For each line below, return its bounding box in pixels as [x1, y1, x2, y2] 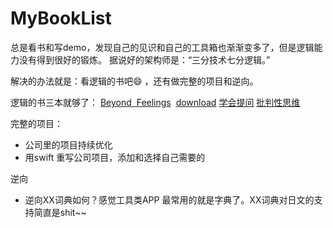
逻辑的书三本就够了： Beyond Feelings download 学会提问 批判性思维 [10, 96, 301, 108]
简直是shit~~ [33, 206, 87, 218]
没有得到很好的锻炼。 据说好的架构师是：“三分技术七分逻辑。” [18, 53, 271, 66]
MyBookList [10, 7, 112, 30]
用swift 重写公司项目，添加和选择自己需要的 [24, 151, 206, 163]
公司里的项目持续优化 [24, 138, 113, 151]
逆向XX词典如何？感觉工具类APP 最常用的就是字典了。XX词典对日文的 [24, 193, 315, 206]
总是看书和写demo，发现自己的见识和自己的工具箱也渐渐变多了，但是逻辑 [10, 41, 315, 53]
